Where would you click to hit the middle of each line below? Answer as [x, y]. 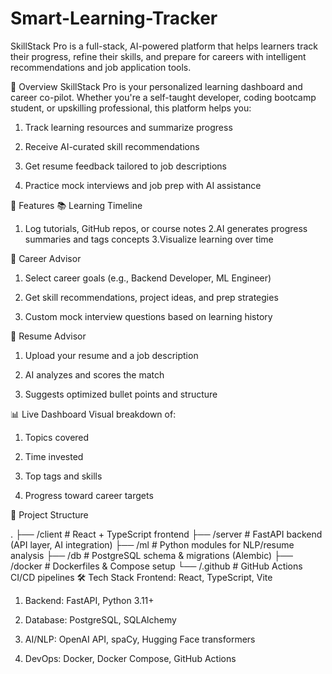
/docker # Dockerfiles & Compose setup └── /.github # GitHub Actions [156, 566]
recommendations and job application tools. [101, 67]
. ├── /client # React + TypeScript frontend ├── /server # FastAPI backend [166, 534]
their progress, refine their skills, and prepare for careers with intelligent [158, 56]
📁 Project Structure [49, 514]
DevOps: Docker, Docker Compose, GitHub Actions [130, 658]
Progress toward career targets [89, 495]
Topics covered [57, 437]
